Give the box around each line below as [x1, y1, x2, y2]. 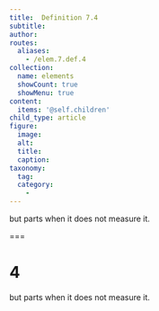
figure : [9, 122, 39, 131]
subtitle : [9, 22, 47, 31]
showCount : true [17, 80, 78, 89]
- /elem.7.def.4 [25, 55, 87, 64]
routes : [9, 38, 39, 48]
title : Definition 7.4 [9, 13, 99, 22]
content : [9, 96, 42, 106]
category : [17, 181, 54, 190]
